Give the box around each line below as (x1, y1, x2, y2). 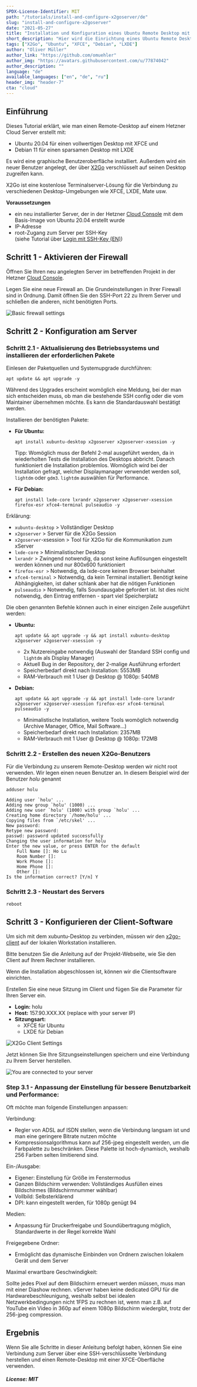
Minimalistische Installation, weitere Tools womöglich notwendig (23, 717, 179, 724)
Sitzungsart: (14, 1015, 46, 1022)
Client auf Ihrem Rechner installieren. (6, 956, 96, 963)
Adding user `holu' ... (6, 797, 64, 803)
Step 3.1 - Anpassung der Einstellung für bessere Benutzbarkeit (6, 1083, 191, 1091)
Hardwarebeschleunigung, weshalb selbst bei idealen (6, 1292, 136, 1299)
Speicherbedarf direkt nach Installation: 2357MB (23, 729, 141, 736)
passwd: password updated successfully (6, 833, 104, 839)
